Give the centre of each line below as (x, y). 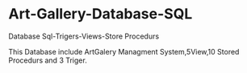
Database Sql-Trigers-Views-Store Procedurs (84, 36)
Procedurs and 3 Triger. (48, 60)
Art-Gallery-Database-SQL (100, 14)
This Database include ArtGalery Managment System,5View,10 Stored (124, 51)
